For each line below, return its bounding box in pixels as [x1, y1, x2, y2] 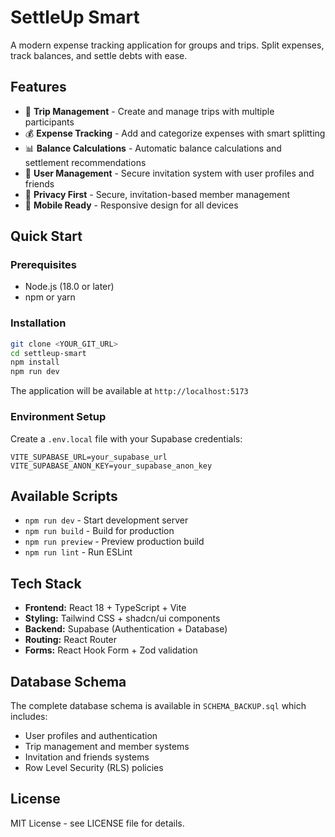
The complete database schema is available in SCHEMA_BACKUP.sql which [10, 699, 307, 711]
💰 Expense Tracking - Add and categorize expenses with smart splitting [24, 127, 326, 139]
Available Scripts [10, 487, 118, 505]
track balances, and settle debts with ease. [10, 49, 188, 61]
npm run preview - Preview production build [24, 536, 205, 548]
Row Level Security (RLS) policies [24, 761, 164, 773]
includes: [10, 710, 48, 722]
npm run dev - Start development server [24, 514, 189, 526]
